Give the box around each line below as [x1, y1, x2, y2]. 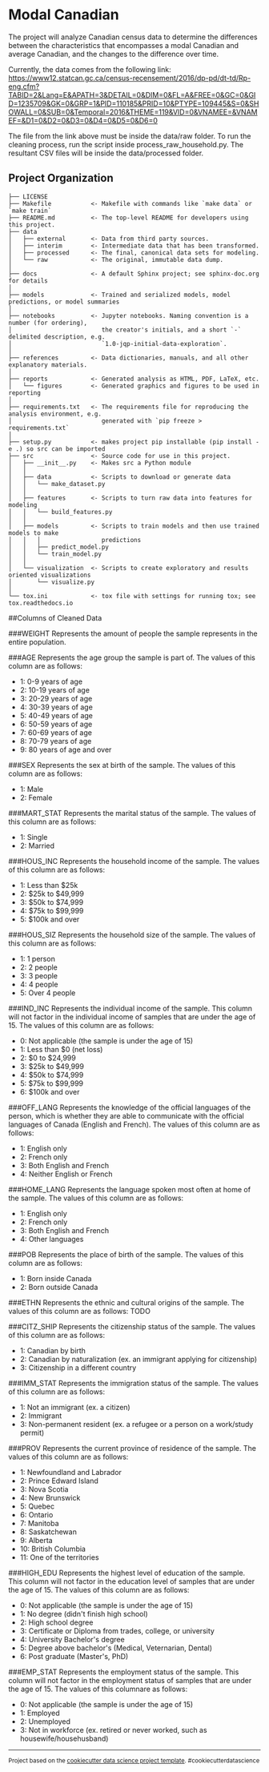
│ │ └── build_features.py [8, 508, 113, 516]
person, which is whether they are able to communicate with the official [8, 1111, 244, 1120]
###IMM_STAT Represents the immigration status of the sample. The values [8, 1378, 259, 1388]
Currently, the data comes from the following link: [8, 64, 171, 74]
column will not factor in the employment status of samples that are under [8, 1675, 252, 1685]
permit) [19, 1428, 45, 1437]
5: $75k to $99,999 [19, 1079, 84, 1088]
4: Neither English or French [19, 1169, 114, 1179]
